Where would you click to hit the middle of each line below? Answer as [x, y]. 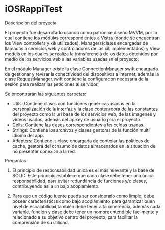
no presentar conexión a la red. [44, 151]
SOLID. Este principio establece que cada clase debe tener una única [83, 175]
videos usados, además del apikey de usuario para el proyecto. [77, 119]
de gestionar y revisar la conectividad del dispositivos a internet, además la [82, 74]
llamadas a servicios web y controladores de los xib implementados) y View [82, 48]
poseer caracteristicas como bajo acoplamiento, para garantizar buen [83, 201]
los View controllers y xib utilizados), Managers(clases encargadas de [77, 43]
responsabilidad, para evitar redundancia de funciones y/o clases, [80, 181]
